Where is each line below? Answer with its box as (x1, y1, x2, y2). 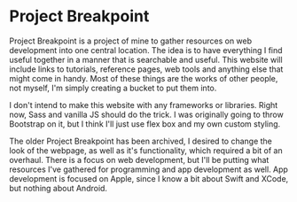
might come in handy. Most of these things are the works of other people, (9, 73, 278, 83)
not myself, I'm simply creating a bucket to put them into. (9, 82, 217, 93)
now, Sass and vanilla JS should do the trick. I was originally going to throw (9, 109, 284, 120)
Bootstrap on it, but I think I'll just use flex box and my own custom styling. (9, 118, 281, 129)
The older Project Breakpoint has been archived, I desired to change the (9, 136, 273, 146)
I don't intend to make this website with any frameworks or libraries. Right (9, 99, 278, 110)
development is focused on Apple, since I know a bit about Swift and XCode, (9, 173, 289, 183)
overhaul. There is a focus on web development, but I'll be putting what (9, 154, 270, 165)
